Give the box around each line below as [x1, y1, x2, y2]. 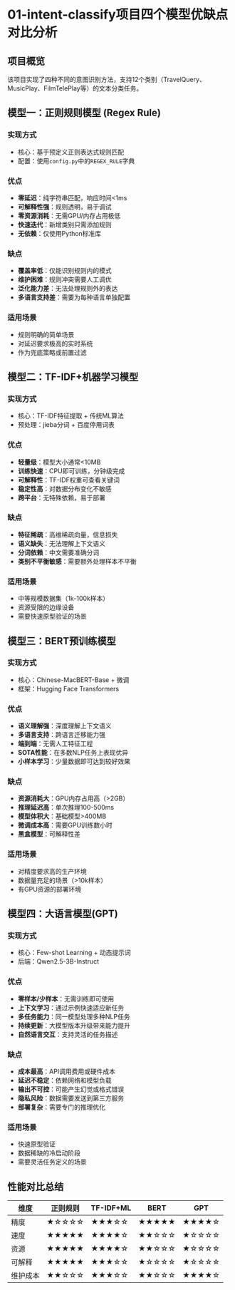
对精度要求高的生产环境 [17, 867, 87, 875]
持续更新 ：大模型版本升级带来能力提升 [17, 1021, 130, 1030]
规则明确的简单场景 [17, 330, 75, 339]
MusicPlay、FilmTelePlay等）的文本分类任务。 [7, 84, 143, 93]
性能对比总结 [7, 1180, 64, 1192]
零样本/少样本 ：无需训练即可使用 [17, 994, 115, 1003]
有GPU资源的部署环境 [17, 884, 82, 893]
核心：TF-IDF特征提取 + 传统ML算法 [17, 411, 125, 420]
